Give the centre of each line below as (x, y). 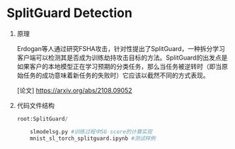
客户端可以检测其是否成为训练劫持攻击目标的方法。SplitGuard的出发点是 (122, 57)
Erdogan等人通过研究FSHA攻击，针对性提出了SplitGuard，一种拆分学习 (121, 48)
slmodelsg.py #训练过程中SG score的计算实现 (91, 132)
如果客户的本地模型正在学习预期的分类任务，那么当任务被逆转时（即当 (119, 66)
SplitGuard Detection (69, 13)
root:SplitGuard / (42, 118)
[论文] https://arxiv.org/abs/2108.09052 (74, 90)
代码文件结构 (35, 105)
